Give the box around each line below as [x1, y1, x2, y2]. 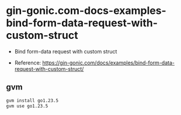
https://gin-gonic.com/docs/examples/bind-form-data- [42, 59, 175, 66]
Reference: [14, 59, 41, 66]
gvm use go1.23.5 [6, 103, 48, 109]
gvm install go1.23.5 [6, 98, 59, 103]
